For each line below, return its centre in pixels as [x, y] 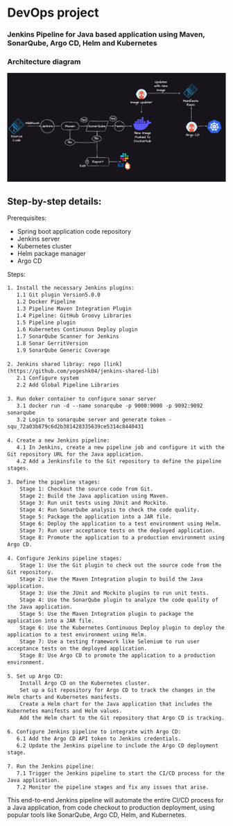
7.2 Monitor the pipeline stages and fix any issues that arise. [113, 788]
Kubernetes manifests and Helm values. [65, 711]
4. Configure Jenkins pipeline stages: [65, 559]
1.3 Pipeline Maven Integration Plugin [74, 309]
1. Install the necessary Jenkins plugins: [71, 288]
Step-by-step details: [54, 201]
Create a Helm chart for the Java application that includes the [116, 704]
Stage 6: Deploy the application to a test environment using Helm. [121, 524]
